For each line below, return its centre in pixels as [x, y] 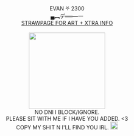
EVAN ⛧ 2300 [67, 9]
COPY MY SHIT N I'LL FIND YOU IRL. [62, 127]
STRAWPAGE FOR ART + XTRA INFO [67, 23]
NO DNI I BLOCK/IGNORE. [67, 112]
